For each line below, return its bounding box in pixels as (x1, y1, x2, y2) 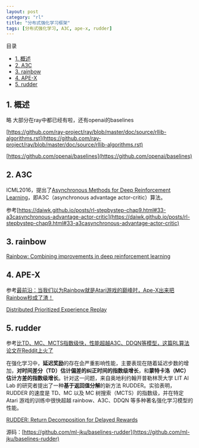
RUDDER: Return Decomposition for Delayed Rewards (6, 416, 138, 424)
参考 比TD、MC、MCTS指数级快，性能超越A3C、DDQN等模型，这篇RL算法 (6, 340, 189, 347)
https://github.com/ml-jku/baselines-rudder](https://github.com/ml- (23, 428, 190, 435)
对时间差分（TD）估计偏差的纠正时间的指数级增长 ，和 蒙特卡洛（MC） (17, 367, 189, 374)
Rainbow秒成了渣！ (6, 294, 54, 301)
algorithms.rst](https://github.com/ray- (6, 135, 101, 142)
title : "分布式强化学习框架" (6, 20, 70, 26)
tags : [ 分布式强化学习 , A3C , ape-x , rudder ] (6, 25, 112, 32)
